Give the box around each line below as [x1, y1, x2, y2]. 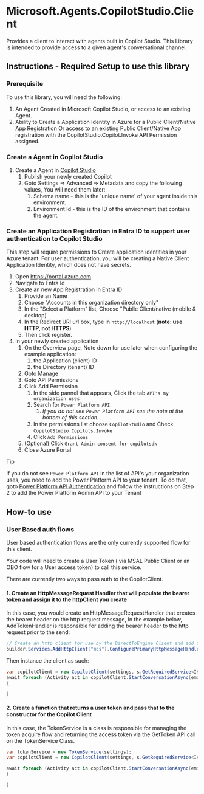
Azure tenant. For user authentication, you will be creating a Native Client [6, 255, 189, 262]
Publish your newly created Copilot [24, 173, 112, 180]
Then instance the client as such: [6, 657, 89, 664]
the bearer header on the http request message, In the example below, [6, 616, 183, 623]
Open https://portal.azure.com [15, 273, 92, 280]
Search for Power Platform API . [33, 401, 112, 409]
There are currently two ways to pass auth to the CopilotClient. [6, 575, 164, 582]
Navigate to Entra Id [15, 280, 65, 287]
